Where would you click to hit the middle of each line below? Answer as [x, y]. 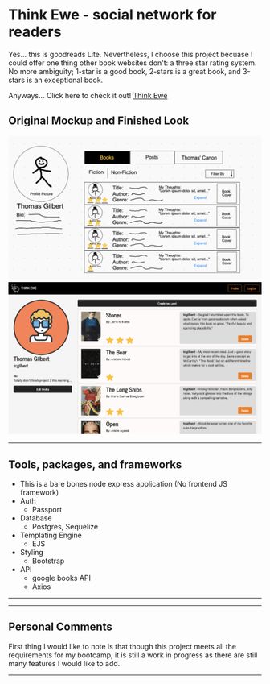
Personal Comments [60, 627]
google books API [61, 578]
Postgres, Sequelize [65, 526]
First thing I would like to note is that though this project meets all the [123, 646]
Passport [47, 509]
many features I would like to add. [64, 663]
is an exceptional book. [65, 80]
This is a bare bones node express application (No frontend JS [123, 483]
